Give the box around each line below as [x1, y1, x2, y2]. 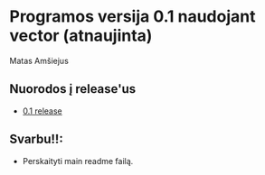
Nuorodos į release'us [9, 81, 137, 97]
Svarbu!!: [9, 132, 63, 147]
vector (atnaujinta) [9, 25, 153, 46]
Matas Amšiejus [9, 55, 70, 66]
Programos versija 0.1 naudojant [9, 6, 256, 27]
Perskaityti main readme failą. [22, 155, 134, 166]
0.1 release [22, 106, 63, 116]
